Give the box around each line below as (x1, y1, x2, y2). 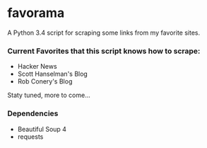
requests (17, 132, 44, 141)
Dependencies (7, 108, 59, 118)
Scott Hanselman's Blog (17, 69, 88, 79)
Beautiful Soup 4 (17, 125, 67, 133)
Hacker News (17, 62, 58, 71)
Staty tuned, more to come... (7, 91, 90, 100)
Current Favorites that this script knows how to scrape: (7, 46, 201, 56)
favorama (7, 5, 65, 21)
